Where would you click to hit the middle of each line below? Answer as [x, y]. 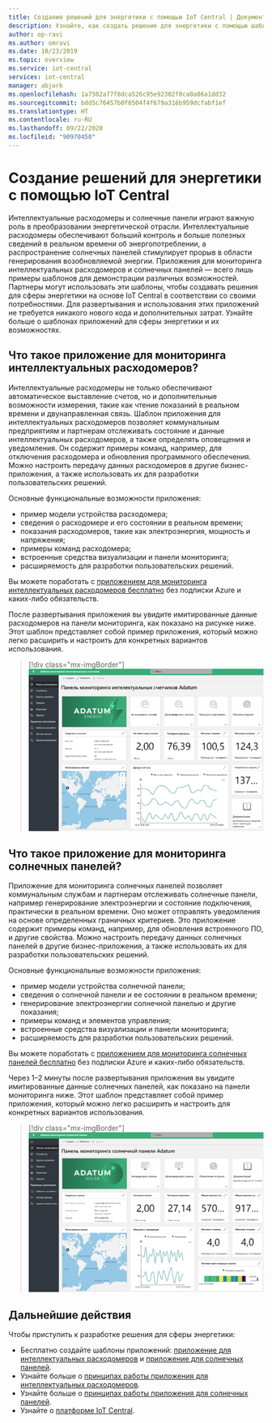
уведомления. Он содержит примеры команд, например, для [115, 448]
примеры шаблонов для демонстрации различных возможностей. [123, 278]
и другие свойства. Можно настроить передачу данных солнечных [125, 938]
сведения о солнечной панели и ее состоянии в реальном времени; [138, 995]
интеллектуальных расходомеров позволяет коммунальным [114, 422]
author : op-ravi [36, 34]
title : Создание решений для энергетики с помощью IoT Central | [121, 17]
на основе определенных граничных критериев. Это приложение [122, 920]
